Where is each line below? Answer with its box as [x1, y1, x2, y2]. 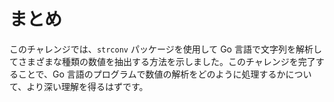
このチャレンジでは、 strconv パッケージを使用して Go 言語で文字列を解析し [9, 43, 322, 55]
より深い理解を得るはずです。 [26, 80, 149, 92]
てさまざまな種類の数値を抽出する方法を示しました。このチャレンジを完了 [9, 55, 316, 67]
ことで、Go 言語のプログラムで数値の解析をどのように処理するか [17, 68, 286, 80]
